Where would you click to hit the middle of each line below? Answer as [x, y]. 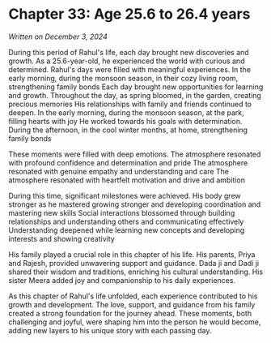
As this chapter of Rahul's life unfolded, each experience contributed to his [133, 296]
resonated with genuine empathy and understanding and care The [119, 171]
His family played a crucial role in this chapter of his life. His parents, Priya [132, 254]
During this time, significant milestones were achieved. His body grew [125, 195]
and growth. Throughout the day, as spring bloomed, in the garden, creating [135, 95]
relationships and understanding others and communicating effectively [126, 221]
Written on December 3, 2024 [58, 36]
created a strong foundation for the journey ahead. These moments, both [130, 313]
